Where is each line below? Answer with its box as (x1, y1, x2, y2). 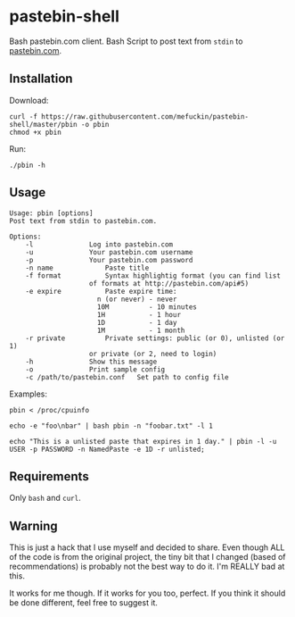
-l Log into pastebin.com (25, 239, 174, 249)
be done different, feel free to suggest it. (9, 597, 159, 608)
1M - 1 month (96, 326, 185, 335)
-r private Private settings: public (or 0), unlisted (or (25, 333, 285, 343)
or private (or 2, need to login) (88, 349, 217, 358)
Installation (9, 71, 73, 87)
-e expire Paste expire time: (25, 287, 177, 296)
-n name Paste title (25, 263, 150, 272)
